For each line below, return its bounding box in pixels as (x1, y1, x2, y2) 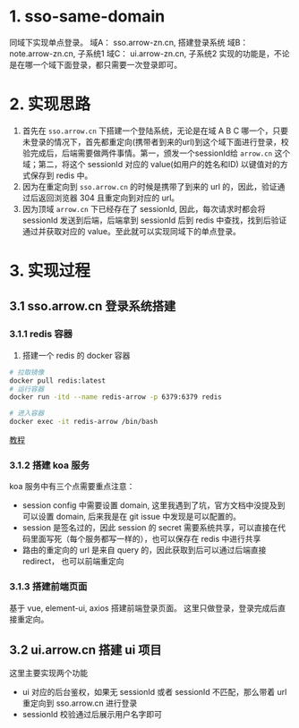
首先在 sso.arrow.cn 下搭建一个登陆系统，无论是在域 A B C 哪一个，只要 (21, 125, 289, 136)
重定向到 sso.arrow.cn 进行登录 (21, 698, 138, 708)
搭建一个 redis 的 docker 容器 (21, 350, 131, 360)
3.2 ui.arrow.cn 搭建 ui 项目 (9, 642, 163, 657)
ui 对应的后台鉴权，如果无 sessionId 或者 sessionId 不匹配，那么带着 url (21, 687, 287, 698)
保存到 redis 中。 (30, 170, 93, 181)
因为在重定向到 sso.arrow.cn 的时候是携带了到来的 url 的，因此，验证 (21, 181, 278, 191)
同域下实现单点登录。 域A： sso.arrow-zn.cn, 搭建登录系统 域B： (9, 37, 249, 47)
